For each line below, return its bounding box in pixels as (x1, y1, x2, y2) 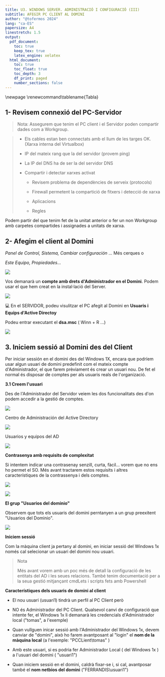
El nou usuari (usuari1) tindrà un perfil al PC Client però (12, 597, 124, 603)
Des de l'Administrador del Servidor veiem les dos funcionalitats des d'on (5, 391, 154, 397)
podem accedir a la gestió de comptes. (5, 396, 85, 402)
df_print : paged (14, 76, 48, 81)
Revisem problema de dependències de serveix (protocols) (32, 179, 152, 185)
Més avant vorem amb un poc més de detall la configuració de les (17, 568, 151, 574)
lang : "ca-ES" (5, 21, 34, 26)
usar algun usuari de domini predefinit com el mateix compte (5, 361, 129, 367)
